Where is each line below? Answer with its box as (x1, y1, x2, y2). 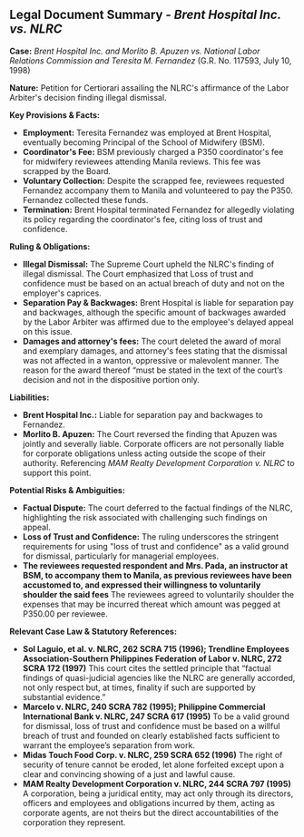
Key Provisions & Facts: (9, 109, 101, 121)
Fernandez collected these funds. (22, 194, 149, 205)
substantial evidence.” (22, 691, 106, 702)
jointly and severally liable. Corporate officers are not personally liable (22, 438, 284, 449)
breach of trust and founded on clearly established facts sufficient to (22, 730, 280, 741)
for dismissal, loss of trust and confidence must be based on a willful (22, 720, 280, 731)
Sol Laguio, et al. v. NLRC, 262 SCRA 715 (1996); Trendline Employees (22, 643, 289, 654)
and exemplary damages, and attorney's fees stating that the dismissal (22, 345, 288, 356)
